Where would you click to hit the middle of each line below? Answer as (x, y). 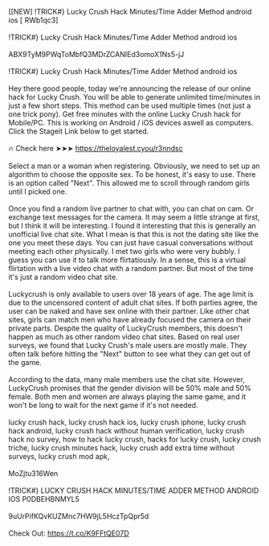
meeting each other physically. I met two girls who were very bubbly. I (124, 251)
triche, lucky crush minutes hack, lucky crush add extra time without (121, 448)
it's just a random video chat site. (63, 277)
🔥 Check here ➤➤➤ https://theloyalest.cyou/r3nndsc (96, 148)
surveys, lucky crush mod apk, (59, 456)
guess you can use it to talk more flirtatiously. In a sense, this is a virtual (127, 260)
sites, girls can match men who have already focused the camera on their (130, 320)
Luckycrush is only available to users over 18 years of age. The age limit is (131, 294)
